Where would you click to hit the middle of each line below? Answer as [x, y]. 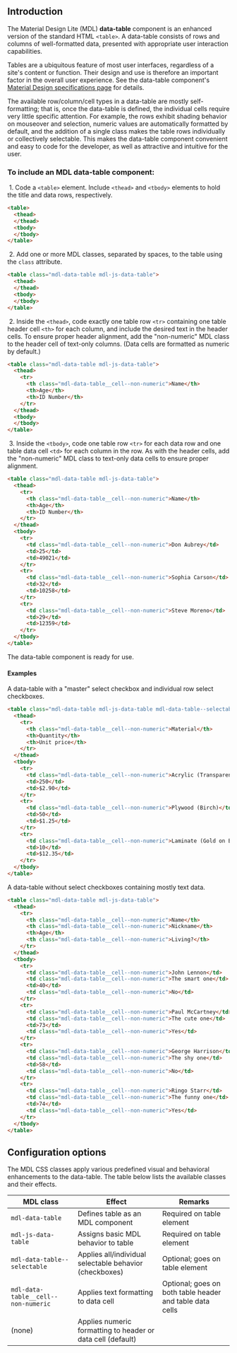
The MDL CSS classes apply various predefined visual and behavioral [109, 1169]
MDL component [105, 1223]
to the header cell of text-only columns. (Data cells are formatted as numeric [119, 344]
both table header [192, 1292]
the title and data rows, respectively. [60, 195]
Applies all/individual [112, 1255]
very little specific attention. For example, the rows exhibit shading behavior [117, 116]
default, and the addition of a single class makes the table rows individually [116, 131]
